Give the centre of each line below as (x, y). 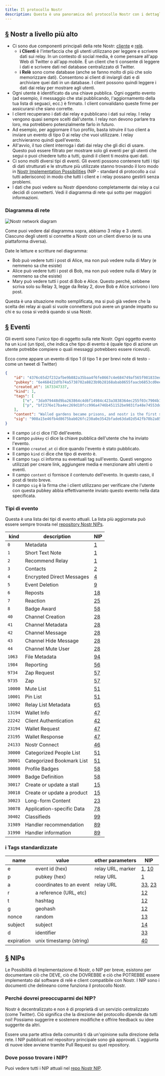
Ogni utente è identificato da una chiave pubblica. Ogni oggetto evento (84, 93)
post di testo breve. (32, 480)
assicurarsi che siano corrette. (43, 109)
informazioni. (26, 198)
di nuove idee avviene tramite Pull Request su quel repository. (68, 1044)
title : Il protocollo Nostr (34, 10)
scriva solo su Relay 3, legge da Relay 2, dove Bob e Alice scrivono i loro (85, 286)
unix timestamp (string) (62, 941)
